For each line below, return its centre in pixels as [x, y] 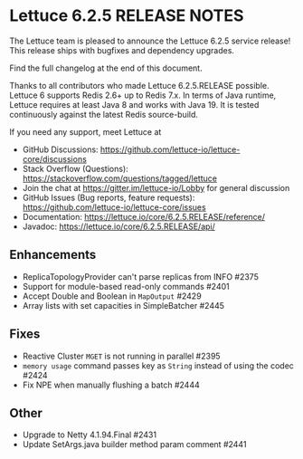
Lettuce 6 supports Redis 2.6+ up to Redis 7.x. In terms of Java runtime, [143, 95]
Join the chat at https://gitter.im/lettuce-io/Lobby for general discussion [156, 187]
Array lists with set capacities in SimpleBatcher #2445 [123, 305]
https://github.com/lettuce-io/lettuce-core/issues [114, 207]
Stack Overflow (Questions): [75, 168]
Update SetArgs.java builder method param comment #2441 [134, 445]
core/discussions [55, 158]
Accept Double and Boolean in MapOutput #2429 [112, 296]
